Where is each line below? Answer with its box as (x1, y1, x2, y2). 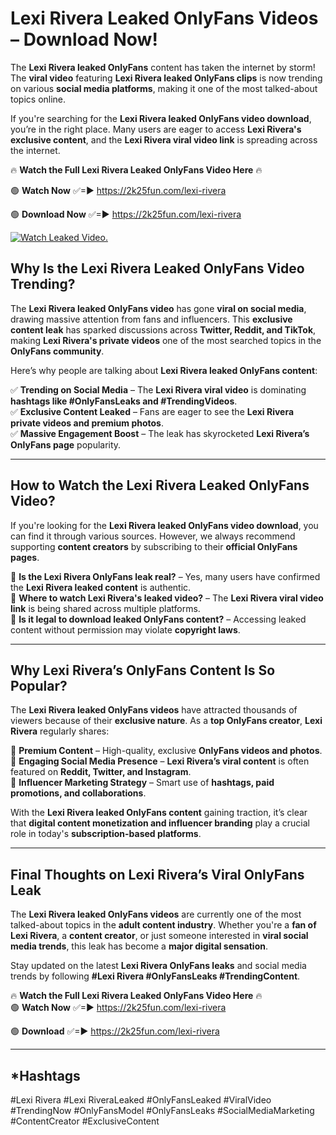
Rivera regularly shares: (10, 725, 110, 737)
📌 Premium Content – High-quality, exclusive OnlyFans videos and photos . (10, 745, 323, 757)
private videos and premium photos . (10, 417, 164, 429)
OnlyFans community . (10, 345, 105, 357)
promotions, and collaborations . (10, 787, 147, 799)
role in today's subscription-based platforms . (10, 828, 202, 840)
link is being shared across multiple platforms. (10, 602, 201, 614)
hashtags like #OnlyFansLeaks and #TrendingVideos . (10, 395, 238, 407)
